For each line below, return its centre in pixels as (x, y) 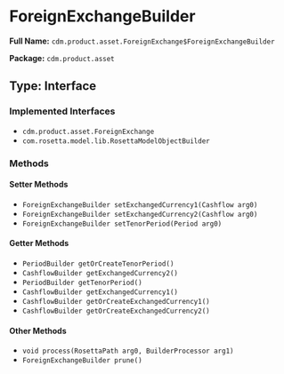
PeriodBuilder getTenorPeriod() (82, 282)
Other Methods (38, 330)
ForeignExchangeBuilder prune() (82, 361)
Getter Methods (39, 243)
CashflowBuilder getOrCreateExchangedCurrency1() (116, 301)
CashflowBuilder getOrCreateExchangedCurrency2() (116, 311)
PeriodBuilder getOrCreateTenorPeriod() (98, 264)
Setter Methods (39, 185)
